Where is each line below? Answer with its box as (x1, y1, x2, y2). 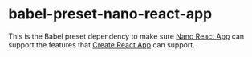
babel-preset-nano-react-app (8, 5, 213, 23)
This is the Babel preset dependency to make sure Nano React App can (8, 31, 245, 41)
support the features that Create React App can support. (8, 39, 195, 49)
